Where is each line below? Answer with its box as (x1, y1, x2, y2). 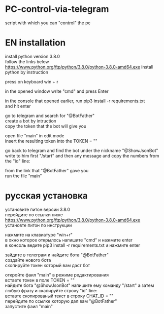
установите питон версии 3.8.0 (5, 206, 70, 212)
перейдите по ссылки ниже (5, 211, 63, 218)
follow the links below (5, 58, 49, 65)
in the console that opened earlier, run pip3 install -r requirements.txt (5, 98, 145, 104)
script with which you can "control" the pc (5, 20, 91, 26)
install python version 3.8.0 (5, 53, 60, 59)
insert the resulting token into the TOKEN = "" (5, 138, 98, 144)
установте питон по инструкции (5, 222, 72, 228)
